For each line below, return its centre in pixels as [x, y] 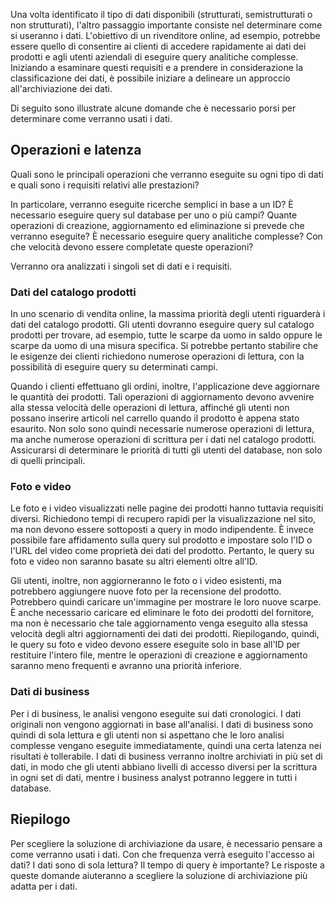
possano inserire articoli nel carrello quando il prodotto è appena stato [155, 418]
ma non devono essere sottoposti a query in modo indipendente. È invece [162, 530]
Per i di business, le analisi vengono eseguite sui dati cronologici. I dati [156, 713]
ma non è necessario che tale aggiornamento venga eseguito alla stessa [159, 623]
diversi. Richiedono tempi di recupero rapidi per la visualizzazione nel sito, [163, 519]
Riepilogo [40, 819]
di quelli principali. [48, 461]
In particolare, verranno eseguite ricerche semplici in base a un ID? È [152, 204]
